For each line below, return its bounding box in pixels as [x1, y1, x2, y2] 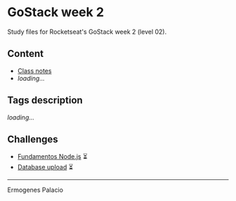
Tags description [7, 94, 83, 106]
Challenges [7, 133, 58, 145]
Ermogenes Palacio [7, 186, 63, 194]
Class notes [17, 66, 52, 74]
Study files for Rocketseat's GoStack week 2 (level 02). [7, 27, 167, 36]
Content [7, 48, 44, 60]
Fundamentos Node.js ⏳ [17, 153, 88, 161]
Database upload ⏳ [17, 163, 74, 171]
